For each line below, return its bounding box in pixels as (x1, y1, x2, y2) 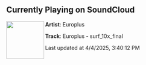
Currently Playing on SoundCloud (6, 5, 135, 15)
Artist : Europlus (45, 20, 85, 28)
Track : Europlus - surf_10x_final (45, 32, 124, 40)
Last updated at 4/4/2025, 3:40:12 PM (45, 44, 140, 51)
